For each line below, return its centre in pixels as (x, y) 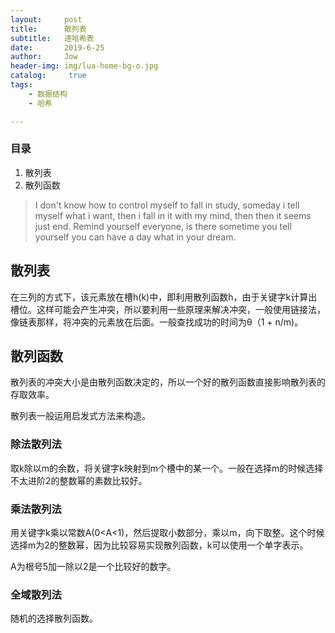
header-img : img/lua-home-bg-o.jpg (84, 66)
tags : (21, 85)
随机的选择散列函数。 (54, 618)
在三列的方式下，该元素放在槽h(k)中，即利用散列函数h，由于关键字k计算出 (164, 297)
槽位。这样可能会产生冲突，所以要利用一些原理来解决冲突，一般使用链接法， (168, 309)
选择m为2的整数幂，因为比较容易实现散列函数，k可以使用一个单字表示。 (159, 545)
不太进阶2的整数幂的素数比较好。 (79, 480)
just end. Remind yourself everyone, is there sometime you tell (163, 226)
